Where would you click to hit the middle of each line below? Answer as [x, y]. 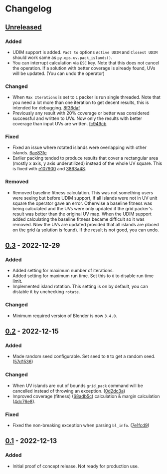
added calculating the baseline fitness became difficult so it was [78, 219]
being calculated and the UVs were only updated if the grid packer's [83, 208]
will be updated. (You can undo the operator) [58, 73]
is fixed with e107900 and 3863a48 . [49, 169]
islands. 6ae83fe [29, 153]
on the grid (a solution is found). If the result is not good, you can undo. [85, 230]
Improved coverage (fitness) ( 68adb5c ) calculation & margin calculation [86, 396]
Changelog [28, 9]
